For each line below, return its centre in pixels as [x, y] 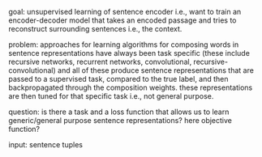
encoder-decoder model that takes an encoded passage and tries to [122, 20]
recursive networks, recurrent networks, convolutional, [100, 62]
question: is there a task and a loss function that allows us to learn [119, 112]
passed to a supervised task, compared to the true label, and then [118, 79]
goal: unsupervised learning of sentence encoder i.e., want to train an [125, 12]
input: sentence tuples [46, 144]
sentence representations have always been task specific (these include [129, 53]
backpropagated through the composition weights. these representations [131, 87]
